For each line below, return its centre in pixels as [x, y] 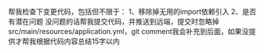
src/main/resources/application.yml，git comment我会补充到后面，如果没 [128, 31]
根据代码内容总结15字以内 [78, 41]
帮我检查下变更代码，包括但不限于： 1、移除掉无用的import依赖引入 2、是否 [132, 11]
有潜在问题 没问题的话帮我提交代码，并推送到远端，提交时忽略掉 [114, 21]
